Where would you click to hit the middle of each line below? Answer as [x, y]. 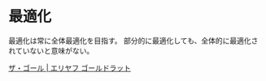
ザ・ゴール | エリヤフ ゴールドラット [70, 68]
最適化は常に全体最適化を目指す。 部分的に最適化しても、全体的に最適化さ [133, 40]
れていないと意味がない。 [51, 50]
